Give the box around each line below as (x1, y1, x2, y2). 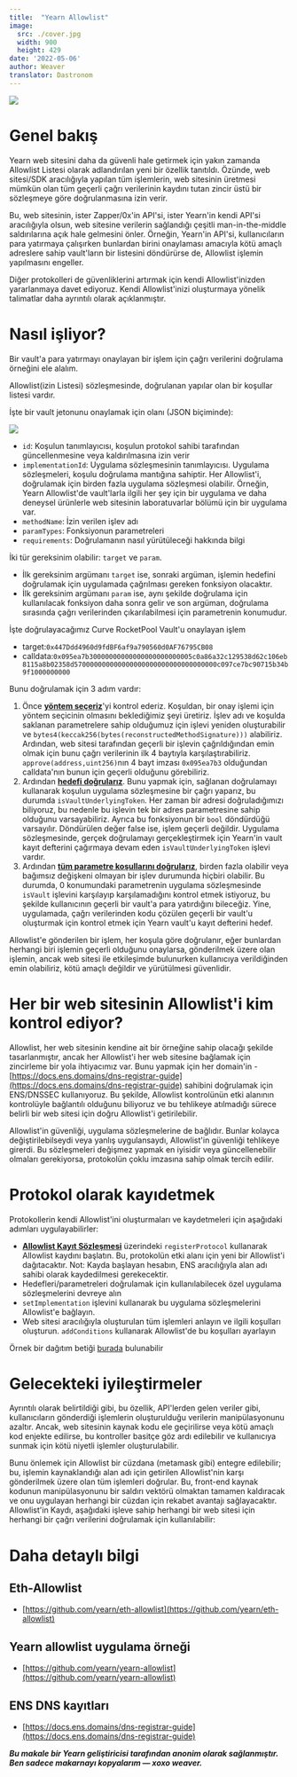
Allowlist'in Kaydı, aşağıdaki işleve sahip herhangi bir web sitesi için (9, 1505, 255, 1515)
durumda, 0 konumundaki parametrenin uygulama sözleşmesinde (21, 879, 262, 890)
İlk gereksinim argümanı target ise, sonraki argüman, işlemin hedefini (21, 569, 277, 579)
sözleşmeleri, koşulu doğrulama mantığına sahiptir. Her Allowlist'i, (21, 468, 262, 479)
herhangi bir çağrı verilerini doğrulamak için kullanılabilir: (9, 1514, 215, 1525)
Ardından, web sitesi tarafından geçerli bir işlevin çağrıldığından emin (21, 738, 275, 749)
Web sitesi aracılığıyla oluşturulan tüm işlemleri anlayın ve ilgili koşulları (21, 1316, 281, 1326)
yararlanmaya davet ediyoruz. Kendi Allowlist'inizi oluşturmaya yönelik (9, 283, 266, 294)
